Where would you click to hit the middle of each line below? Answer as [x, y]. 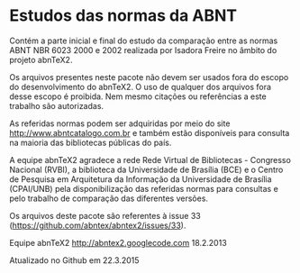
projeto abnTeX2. [41, 59]
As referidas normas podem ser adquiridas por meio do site [120, 123]
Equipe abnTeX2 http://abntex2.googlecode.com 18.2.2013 [118, 242]
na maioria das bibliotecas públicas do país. [91, 142]
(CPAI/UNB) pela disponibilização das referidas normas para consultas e [144, 188]
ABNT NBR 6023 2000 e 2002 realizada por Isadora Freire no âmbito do [143, 50]
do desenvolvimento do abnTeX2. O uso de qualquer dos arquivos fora [141, 86]
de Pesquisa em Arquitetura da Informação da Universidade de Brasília [141, 179]
